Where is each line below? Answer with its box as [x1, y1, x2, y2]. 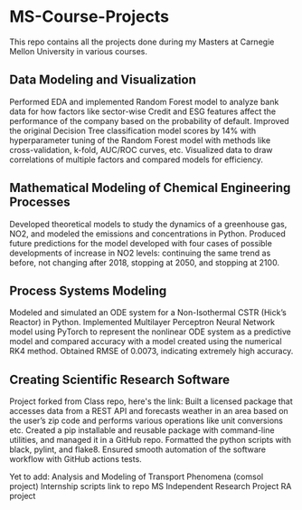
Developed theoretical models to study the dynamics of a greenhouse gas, [9, 218, 288, 229]
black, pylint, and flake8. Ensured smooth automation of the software [9, 444, 267, 455]
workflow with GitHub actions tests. [9, 454, 142, 465]
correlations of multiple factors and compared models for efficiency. [9, 154, 264, 165]
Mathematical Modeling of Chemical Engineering [9, 180, 291, 196]
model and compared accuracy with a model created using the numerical [9, 336, 282, 347]
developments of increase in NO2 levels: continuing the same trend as [9, 247, 271, 258]
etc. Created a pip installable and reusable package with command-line [9, 425, 275, 436]
